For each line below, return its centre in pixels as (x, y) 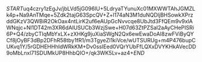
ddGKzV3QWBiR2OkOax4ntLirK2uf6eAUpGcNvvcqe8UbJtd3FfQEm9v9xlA (99, 21)
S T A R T (15, 9)
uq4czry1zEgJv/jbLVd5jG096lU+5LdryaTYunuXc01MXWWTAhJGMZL (109, 9)
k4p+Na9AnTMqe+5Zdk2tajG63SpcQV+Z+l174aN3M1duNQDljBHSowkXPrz (100, 15)
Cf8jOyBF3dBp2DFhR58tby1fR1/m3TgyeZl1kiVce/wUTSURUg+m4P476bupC (101, 40)
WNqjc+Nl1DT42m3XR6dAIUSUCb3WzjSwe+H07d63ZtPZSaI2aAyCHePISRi (100, 27)
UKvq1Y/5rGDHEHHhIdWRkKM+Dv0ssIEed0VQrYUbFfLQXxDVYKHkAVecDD (101, 46)
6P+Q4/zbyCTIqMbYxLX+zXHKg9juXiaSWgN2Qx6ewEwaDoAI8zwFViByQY (100, 34)
